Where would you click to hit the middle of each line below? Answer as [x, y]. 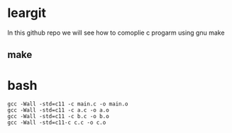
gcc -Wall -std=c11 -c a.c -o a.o [59, 110]
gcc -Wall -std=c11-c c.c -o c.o [57, 123]
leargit [27, 13]
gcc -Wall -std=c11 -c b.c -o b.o [59, 117]
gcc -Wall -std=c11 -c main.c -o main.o [68, 104]
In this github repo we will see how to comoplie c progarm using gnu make [116, 33]
